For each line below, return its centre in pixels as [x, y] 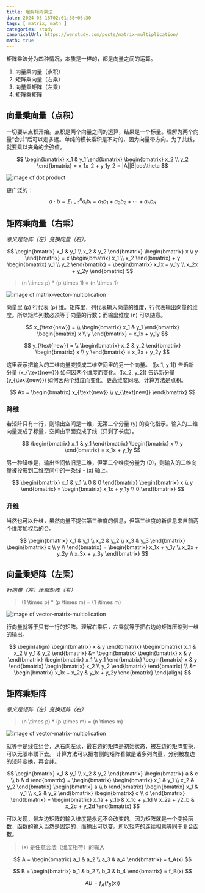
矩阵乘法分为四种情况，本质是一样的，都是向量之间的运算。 [81, 58]
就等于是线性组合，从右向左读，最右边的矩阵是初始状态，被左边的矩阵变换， [103, 746]
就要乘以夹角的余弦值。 [36, 147]
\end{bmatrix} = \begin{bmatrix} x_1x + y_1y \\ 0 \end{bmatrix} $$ [103, 489]
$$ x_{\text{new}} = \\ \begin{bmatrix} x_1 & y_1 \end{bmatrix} [103, 327]
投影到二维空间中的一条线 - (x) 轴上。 [64, 470]
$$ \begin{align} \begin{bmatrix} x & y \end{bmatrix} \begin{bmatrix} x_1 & [103, 647]
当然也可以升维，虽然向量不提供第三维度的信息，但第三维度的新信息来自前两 [103, 520]
